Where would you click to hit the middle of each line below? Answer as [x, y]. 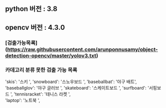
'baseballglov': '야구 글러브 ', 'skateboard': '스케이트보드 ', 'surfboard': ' [77, 88]
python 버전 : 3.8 [31, 9]
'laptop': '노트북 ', [23, 100]
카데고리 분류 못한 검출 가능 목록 [41, 70]
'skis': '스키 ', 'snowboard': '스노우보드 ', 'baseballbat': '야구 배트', [71, 82]
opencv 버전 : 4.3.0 [35, 27]
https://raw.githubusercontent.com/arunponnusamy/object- [83, 49]
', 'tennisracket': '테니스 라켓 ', [40, 94]
